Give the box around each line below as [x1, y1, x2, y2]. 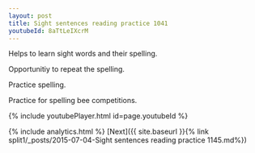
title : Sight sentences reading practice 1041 [8, 19, 168, 27]
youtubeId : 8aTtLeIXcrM [8, 27, 89, 35]
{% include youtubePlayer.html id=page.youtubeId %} [8, 111, 189, 121]
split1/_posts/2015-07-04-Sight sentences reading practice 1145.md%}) [8, 135, 247, 145]
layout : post [8, 11, 53, 20]
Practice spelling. [8, 80, 66, 89]
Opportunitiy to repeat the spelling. [8, 64, 125, 74]
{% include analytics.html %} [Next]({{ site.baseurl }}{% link [8, 126, 209, 137]
